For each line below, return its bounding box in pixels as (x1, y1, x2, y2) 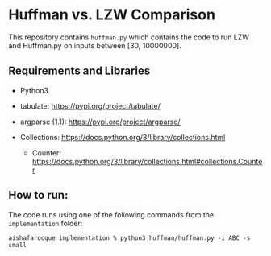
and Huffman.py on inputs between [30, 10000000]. (8, 40, 181, 50)
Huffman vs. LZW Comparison (8, 6, 216, 24)
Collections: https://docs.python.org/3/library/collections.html (19, 132, 226, 142)
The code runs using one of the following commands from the (8, 209, 215, 219)
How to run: (8, 188, 69, 202)
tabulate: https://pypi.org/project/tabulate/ (19, 101, 161, 110)
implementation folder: (8, 218, 83, 228)
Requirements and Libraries (8, 64, 151, 78)
